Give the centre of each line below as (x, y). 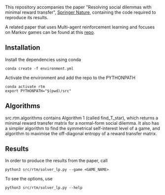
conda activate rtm (25, 86)
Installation (23, 48)
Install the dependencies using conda (43, 59)
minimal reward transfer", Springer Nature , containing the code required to (81, 12)
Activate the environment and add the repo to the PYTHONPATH (70, 78)
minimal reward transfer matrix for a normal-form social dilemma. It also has (82, 123)
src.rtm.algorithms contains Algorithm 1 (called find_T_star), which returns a (82, 118)
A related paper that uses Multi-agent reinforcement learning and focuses (80, 27)
